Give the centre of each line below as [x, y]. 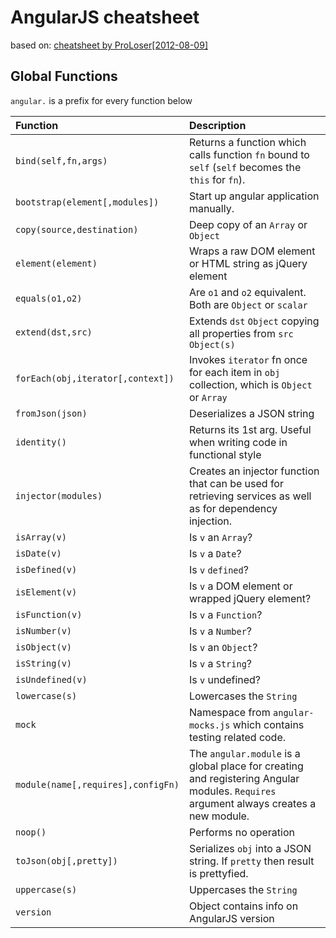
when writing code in [238, 442]
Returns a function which [247, 142]
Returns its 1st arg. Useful [250, 429]
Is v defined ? [218, 569]
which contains [268, 724]
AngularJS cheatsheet [105, 17]
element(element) [56, 263]
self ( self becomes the [245, 167]
